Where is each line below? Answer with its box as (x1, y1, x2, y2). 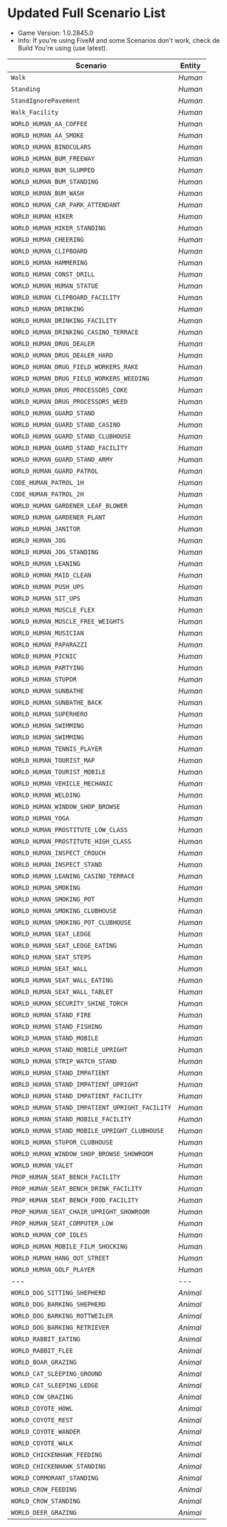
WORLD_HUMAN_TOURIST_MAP (11, 756, 95, 764)
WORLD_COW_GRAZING (11, 1392, 73, 1401)
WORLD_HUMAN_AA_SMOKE (11, 131, 84, 140)
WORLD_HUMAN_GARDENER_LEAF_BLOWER (11, 501, 128, 510)
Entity (180, 61, 201, 71)
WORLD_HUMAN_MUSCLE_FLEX (11, 605, 95, 614)
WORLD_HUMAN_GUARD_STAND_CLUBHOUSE (11, 432, 132, 440)
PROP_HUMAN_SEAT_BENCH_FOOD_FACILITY (11, 1196, 139, 1204)
